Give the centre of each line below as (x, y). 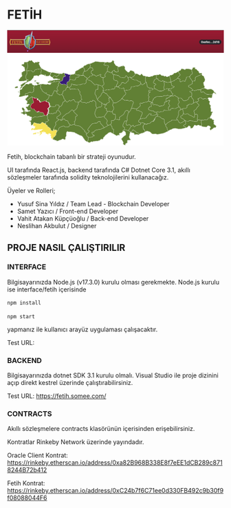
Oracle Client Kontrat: (38, 455)
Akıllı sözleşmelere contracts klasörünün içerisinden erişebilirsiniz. (101, 429)
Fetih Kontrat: (26, 483)
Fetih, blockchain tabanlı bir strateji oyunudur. (71, 157)
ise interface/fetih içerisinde (47, 289)
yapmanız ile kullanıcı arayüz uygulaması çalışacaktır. (82, 329)
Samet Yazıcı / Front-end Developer (68, 211)
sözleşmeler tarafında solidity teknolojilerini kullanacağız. (88, 177)
